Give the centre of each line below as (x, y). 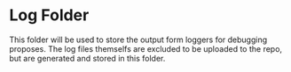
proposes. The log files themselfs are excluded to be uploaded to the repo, (145, 48)
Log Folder (49, 15)
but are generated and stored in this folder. (87, 58)
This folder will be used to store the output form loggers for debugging (138, 40)
